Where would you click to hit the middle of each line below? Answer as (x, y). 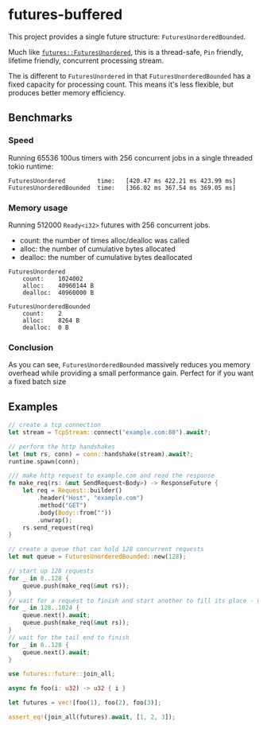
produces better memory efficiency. (67, 92)
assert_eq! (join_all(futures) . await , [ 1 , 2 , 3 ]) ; (92, 717)
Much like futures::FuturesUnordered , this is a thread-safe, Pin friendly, (126, 52)
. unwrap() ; (55, 520)
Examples (33, 407)
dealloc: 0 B (46, 328)
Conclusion (31, 347)
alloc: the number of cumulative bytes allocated (98, 249)
